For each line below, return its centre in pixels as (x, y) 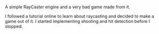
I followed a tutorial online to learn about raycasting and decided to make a (79, 16)
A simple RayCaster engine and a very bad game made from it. (68, 7)
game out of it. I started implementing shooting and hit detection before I (78, 21)
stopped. (14, 26)
